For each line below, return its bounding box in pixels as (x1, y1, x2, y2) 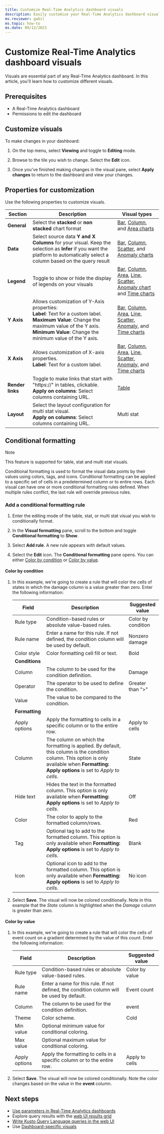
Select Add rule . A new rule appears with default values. (12, 542, 126, 548)
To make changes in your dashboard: (5, 138, 80, 144)
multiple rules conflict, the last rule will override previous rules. (5, 489, 131, 495)
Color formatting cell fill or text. (46, 650, 118, 656)
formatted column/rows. (46, 819, 102, 826)
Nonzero (128, 632, 149, 639)
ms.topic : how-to (5, 21, 41, 26)
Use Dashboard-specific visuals (12, 1123, 77, 1129)
